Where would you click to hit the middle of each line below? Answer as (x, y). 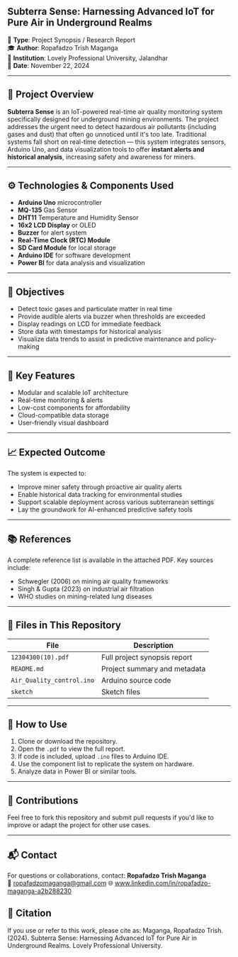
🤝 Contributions (43, 800)
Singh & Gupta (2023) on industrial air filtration (86, 588)
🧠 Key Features (41, 375)
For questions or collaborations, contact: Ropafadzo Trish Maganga (107, 875)
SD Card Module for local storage (67, 248)
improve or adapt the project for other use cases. (79, 825)
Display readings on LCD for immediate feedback (89, 324)
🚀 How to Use (37, 724)
